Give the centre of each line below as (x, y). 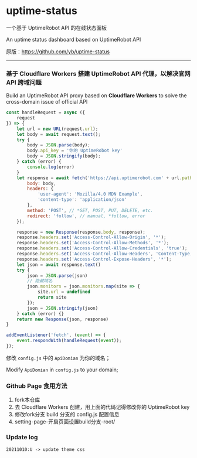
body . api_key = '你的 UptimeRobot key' (75, 151)
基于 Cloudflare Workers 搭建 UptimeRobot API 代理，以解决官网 (98, 73)
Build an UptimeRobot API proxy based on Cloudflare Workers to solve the (97, 95)
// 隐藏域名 (40, 281)
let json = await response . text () (59, 265)
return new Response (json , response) (63, 319)
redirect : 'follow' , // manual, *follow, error (86, 216)
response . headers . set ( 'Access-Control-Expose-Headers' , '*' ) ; (94, 259)
